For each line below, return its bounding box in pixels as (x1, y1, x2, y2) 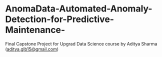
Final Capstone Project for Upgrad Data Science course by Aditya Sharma (5, 40, 157, 46)
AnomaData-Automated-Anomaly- (5, 3, 152, 14)
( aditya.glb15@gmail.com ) (5, 46, 59, 52)
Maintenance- (5, 24, 65, 35)
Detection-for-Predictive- (5, 13, 114, 25)
